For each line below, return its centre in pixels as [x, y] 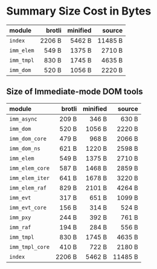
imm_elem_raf [28, 188]
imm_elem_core [30, 168]
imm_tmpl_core [30, 247]
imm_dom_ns [25, 148]
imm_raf [20, 227]
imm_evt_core [28, 208]
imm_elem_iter [30, 178]
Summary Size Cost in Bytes [79, 11]
